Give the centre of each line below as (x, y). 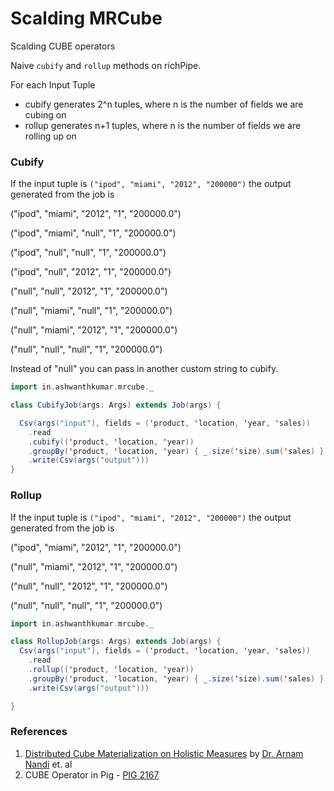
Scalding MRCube (86, 18)
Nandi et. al (48, 764)
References (39, 732)
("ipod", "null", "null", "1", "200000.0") (88, 253)
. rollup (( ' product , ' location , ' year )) (111, 670)
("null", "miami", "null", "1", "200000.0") (91, 311)
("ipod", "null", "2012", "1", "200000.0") (91, 272)
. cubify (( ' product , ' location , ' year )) (111, 442)
